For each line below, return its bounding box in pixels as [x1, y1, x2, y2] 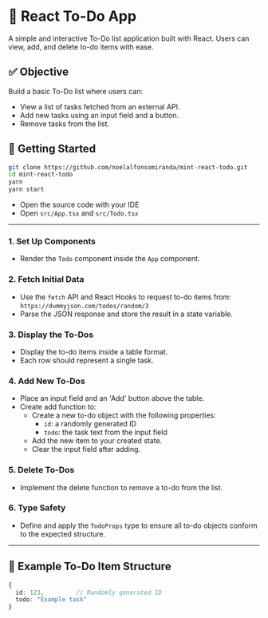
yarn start [8, 185, 45, 194]
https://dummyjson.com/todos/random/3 [19, 302, 149, 310]
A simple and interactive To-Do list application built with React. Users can [8, 34, 250, 43]
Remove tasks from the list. [19, 119, 110, 129]
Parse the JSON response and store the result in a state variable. [19, 309, 234, 319]
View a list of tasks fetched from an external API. [19, 101, 180, 111]
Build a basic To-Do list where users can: [8, 86, 144, 96]
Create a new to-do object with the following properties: [31, 410, 217, 420]
